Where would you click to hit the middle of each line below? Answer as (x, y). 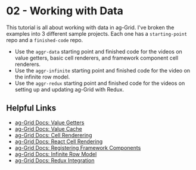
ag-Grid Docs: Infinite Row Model (56, 154)
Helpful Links (31, 108)
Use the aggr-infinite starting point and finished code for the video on (102, 70)
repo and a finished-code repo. (45, 40)
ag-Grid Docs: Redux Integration (55, 160)
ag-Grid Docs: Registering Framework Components (78, 147)
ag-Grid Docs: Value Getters (49, 122)
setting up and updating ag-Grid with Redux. (69, 89)
